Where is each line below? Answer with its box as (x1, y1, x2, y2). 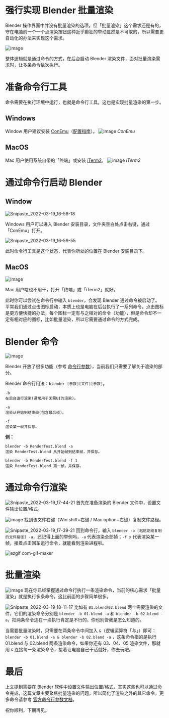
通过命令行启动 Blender (5, 176, 103, 188)
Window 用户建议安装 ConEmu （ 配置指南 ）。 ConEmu (5, 128, 135, 134)
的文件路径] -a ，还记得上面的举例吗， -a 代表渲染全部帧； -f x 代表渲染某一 (5, 534, 159, 540)
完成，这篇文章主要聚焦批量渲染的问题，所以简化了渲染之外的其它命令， (9, 690, 159, 696)
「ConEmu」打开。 (5, 227, 45, 233)
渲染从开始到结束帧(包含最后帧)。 (5, 410, 66, 415)
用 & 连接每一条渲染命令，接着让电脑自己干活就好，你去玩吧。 (5, 647, 134, 653)
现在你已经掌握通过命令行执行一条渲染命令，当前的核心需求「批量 (24, 587, 161, 593)
